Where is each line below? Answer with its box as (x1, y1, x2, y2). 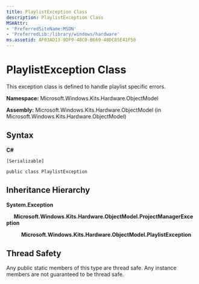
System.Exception (6, 201, 54, 208)
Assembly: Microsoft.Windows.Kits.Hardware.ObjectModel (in (6, 106, 162, 114)
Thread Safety (6, 248, 62, 259)
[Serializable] (6, 158, 45, 164)
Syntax (6, 131, 34, 141)
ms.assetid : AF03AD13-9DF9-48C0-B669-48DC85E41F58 (6, 37, 136, 43)
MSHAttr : (6, 20, 28, 26)
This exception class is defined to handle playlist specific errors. (6, 83, 166, 90)
